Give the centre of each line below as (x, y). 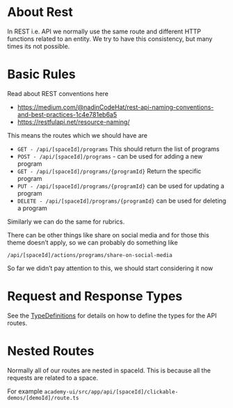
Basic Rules (41, 74)
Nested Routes (51, 351)
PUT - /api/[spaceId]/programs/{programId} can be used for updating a (121, 186)
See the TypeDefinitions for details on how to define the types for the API (112, 315)
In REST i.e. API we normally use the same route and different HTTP (104, 31)
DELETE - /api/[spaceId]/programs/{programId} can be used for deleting (122, 201)
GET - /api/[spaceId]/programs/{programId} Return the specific (109, 171)
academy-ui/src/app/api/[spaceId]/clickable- (111, 392)
